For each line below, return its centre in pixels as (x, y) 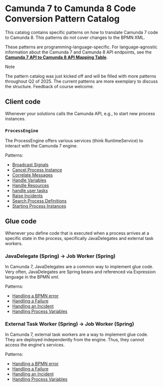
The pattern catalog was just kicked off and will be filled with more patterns (81, 76)
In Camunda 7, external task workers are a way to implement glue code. (77, 334)
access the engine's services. (35, 345)
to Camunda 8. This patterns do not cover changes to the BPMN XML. (75, 37)
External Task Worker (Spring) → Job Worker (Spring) (70, 324)
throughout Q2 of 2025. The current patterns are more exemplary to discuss (81, 81)
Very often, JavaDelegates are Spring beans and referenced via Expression (80, 272)
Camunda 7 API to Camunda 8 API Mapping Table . (56, 57)
